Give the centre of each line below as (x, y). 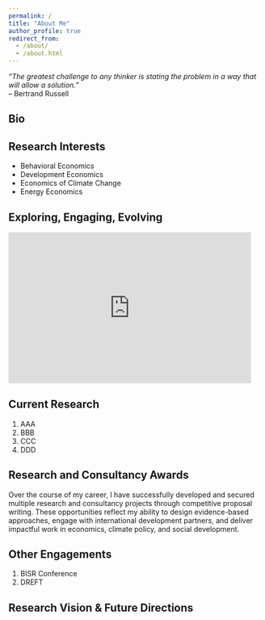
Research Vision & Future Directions (101, 607)
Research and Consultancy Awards (99, 475)
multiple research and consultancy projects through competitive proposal (130, 503)
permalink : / (30, 16)
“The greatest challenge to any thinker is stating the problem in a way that (132, 76)
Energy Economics (51, 192)
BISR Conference (49, 574)
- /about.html (39, 53)
